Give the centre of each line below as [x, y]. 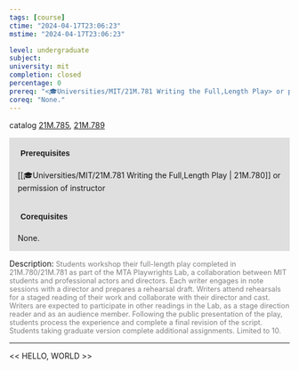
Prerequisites [45, 153]
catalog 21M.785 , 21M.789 [57, 125]
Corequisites [44, 216]
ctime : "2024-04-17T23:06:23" [65, 26]
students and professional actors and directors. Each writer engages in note [137, 281]
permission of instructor [61, 188]
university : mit [39, 67]
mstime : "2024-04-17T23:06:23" [67, 34]
